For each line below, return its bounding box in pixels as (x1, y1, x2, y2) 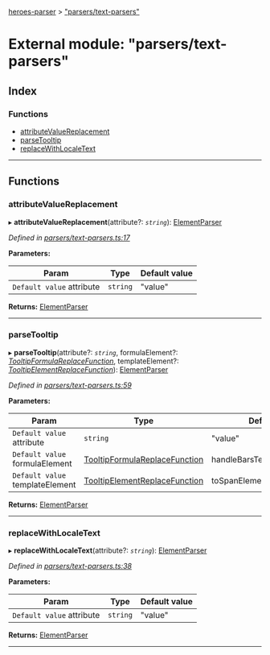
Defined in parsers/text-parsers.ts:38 (8, 562, 133, 571)
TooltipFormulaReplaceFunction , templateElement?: (8, 356, 179, 366)
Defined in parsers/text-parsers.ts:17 (8, 233, 130, 243)
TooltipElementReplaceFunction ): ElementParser (8, 364, 169, 374)
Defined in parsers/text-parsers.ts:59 (8, 380, 133, 390)
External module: (8, 35, 125, 53)
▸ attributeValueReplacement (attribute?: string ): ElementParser (8, 217, 223, 226)
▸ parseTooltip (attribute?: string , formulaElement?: (8, 347, 178, 357)
